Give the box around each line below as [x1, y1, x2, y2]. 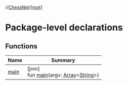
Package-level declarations [5, 22, 123, 33]
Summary [51, 57, 75, 63]
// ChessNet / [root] [5, 5, 42, 10]
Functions [5, 42, 38, 50]
